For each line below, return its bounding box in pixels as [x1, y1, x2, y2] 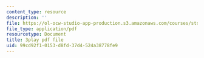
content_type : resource [6, 8, 67, 15]
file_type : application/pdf [6, 25, 78, 32]
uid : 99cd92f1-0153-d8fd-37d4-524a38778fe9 [6, 43, 118, 49]
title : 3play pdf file [6, 37, 64, 43]
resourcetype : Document [6, 31, 67, 37]
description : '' [6, 14, 47, 21]
